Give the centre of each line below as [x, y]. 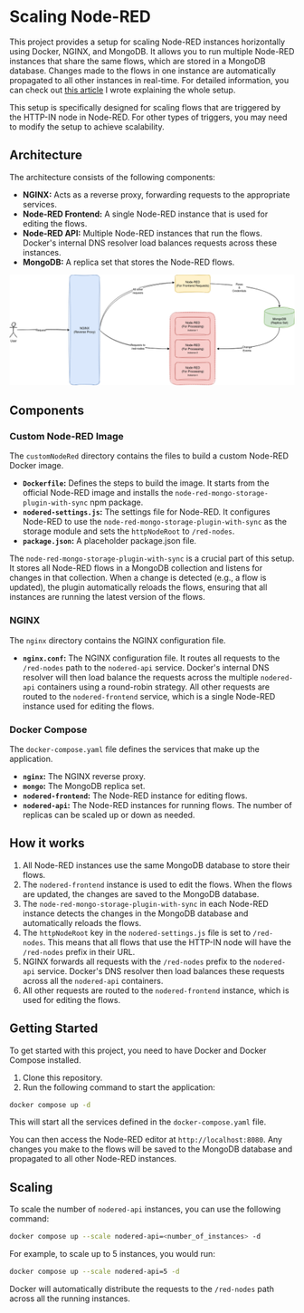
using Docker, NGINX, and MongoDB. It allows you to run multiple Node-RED [152, 51]
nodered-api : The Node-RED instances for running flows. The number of [157, 805]
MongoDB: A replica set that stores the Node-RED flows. [128, 262]
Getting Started [54, 1029]
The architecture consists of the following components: [112, 177]
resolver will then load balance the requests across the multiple [141, 677]
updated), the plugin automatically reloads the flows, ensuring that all [138, 587]
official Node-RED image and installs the [98, 493]
